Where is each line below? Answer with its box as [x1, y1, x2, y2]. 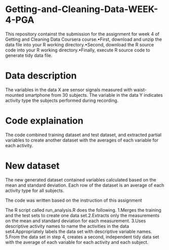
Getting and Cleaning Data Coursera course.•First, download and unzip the [5, 36, 162, 42]
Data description [5, 70, 77, 82]
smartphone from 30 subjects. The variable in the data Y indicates [25, 92, 163, 98]
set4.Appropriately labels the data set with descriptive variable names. [5, 228, 152, 234]
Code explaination [5, 115, 83, 127]
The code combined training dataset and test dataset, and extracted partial [5, 132, 162, 138]
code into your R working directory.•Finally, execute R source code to [5, 47, 150, 53]
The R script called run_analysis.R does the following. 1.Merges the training [5, 207, 162, 213]
